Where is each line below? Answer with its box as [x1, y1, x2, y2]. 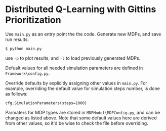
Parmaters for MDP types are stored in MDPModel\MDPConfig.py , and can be [5, 109, 160, 115]
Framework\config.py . [5, 70, 50, 76]
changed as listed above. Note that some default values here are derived [5, 115, 157, 121]
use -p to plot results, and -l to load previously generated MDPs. [5, 55, 141, 61]
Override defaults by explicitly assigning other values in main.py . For [5, 80, 148, 86]
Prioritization [5, 14, 62, 26]
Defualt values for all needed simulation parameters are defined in [5, 65, 143, 71]
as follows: [5, 91, 28, 97]
